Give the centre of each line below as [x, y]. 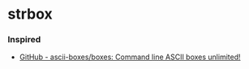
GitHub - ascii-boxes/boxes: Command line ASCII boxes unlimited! [130, 57]
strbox [30, 14]
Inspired [24, 40]
